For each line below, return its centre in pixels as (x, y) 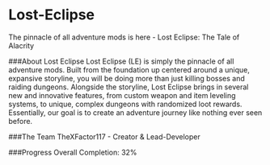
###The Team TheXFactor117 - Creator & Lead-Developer (104, 136)
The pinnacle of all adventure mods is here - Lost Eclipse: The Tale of (124, 37)
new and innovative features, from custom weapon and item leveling (122, 95)
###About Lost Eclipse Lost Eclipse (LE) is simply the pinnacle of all (121, 61)
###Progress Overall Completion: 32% (73, 152)
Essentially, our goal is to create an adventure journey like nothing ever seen (135, 112)
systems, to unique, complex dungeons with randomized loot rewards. (125, 104)
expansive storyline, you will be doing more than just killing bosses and (127, 78)
